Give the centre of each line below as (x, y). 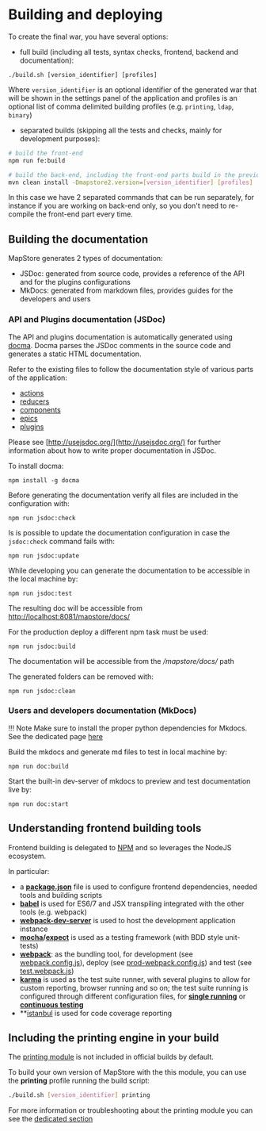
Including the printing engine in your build (114, 1038)
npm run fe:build (37, 160)
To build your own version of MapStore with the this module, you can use (127, 1072)
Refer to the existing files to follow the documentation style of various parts (131, 369)
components (40, 409)
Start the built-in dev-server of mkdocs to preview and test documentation (129, 781)
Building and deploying (85, 15)
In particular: (29, 871)
